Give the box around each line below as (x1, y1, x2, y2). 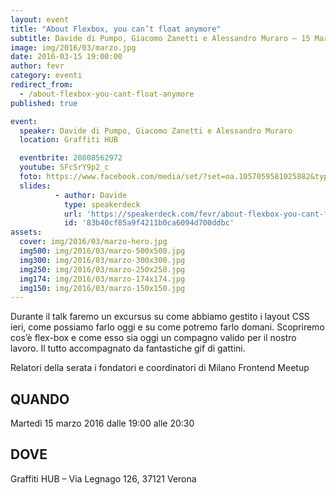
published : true (10, 98, 78, 108)
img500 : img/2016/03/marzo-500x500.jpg (19, 246, 186, 256)
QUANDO (10, 391, 70, 408)
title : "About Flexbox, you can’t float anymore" (10, 24, 222, 34)
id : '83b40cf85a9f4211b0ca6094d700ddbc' (63, 218, 235, 228)
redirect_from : (10, 80, 74, 90)
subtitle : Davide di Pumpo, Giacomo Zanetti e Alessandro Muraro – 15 (10, 33, 311, 43)
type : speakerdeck (63, 199, 141, 210)
